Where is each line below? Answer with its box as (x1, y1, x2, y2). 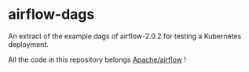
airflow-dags (8, 5, 95, 23)
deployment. (8, 39, 49, 49)
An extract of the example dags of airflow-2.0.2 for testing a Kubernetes (8, 31, 242, 41)
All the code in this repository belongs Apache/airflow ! (8, 55, 186, 64)
